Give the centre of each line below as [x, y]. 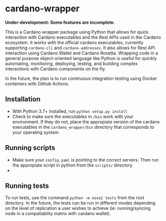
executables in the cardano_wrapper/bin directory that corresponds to [83, 127]
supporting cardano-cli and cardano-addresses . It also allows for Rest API [80, 48]
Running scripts [30, 148]
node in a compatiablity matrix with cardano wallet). [58, 214]
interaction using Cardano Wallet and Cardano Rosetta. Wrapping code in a [82, 53]
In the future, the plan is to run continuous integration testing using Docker [81, 78]
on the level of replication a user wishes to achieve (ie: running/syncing [78, 208]
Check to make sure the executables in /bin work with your [73, 116]
